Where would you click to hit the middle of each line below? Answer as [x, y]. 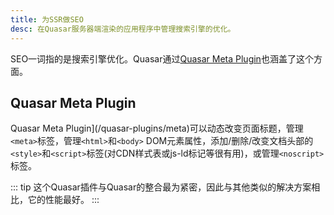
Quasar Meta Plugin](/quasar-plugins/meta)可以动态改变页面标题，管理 [157, 128]
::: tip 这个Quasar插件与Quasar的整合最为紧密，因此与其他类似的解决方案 [161, 187]
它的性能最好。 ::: [63, 200]
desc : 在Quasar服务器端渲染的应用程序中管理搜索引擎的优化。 [123, 29]
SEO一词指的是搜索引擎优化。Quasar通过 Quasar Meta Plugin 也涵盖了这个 [162, 58]
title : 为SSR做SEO [47, 19]
